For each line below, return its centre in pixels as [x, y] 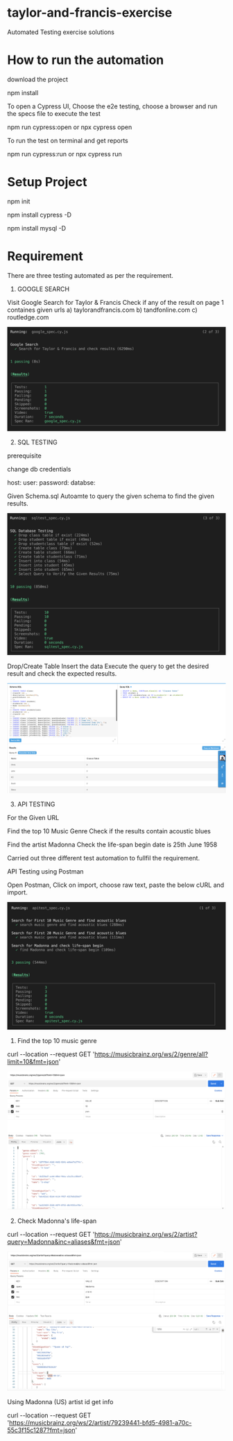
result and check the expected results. [62, 674]
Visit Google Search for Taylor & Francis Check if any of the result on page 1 [115, 302]
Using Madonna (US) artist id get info [60, 1401]
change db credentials [39, 469]
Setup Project [48, 182]
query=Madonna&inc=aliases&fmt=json [64, 1242]
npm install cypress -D [39, 215]
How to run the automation [86, 60]
